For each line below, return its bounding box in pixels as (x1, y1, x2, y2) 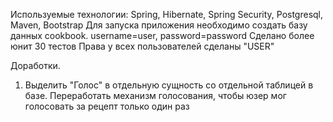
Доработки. (10, 60, 61, 71)
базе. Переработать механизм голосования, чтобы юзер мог (24, 90, 287, 101)
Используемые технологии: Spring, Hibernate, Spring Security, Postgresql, (10, 9, 324, 20)
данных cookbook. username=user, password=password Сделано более (10, 30, 315, 41)
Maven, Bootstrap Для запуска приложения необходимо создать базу (10, 19, 308, 31)
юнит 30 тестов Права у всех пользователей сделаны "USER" (10, 40, 275, 52)
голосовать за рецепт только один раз (24, 100, 190, 112)
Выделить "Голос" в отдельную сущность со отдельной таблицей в (24, 79, 314, 91)
